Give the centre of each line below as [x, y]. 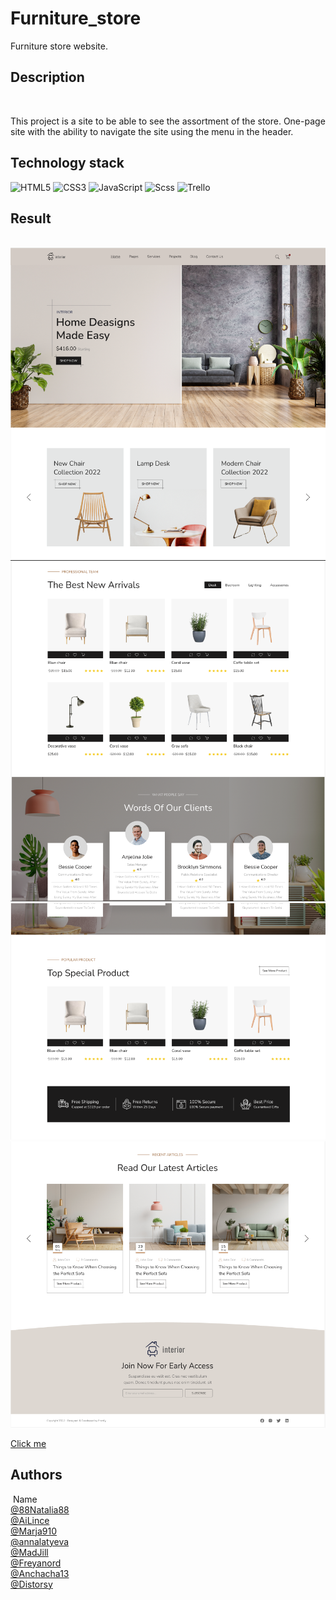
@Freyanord [36, 1563]
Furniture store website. [59, 46]
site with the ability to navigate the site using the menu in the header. [152, 131]
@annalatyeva [40, 1541]
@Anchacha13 [40, 1573]
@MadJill [29, 1552]
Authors [36, 1475]
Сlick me [28, 1443]
